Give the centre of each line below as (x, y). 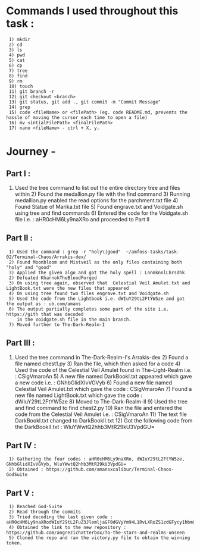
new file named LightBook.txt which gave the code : (79, 395)
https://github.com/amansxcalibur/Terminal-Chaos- (110, 469)
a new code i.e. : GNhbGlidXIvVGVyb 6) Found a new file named (93, 383)
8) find (18, 76)
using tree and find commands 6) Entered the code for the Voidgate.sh (101, 213)
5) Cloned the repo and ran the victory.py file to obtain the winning (99, 538)
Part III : (21, 343)
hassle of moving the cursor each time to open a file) (77, 117)
